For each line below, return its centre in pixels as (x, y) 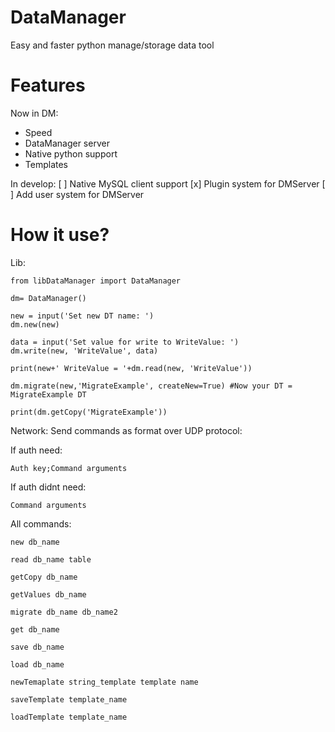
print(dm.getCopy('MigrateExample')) (89, 412)
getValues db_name (48, 594)
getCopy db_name (44, 577)
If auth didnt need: (48, 487)
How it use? (60, 235)
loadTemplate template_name (69, 717)
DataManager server (67, 143)
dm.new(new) (35, 324)
